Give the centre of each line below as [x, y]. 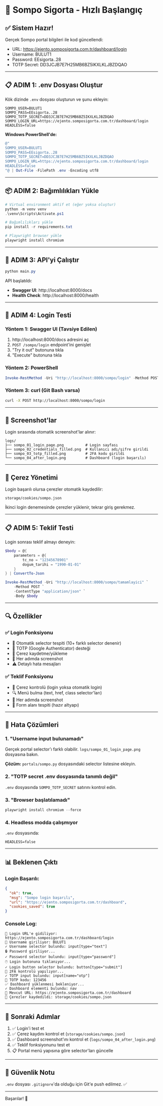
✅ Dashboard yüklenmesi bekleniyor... [45, 985]
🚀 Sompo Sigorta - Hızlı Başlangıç [74, 10]
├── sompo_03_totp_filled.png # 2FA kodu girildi [65, 454]
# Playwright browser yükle [33, 236]
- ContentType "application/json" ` [50, 592]
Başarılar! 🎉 [16, 1099]
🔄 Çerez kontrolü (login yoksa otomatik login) [57, 687]
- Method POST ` [29, 587]
